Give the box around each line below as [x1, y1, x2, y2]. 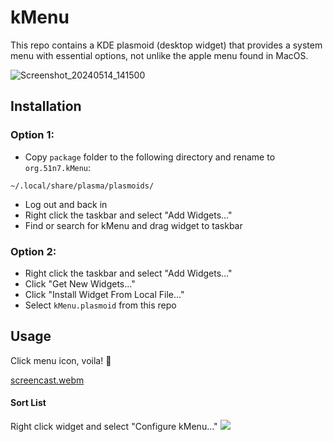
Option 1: [10, 128, 55, 142]
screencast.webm [10, 374, 85, 386]
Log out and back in [24, 198, 108, 210]
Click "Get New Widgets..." [24, 277, 136, 290]
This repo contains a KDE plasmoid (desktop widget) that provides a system [10, 39, 323, 51]
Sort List [10, 397, 47, 409]
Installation [10, 98, 82, 115]
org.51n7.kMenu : [24, 161, 92, 173]
